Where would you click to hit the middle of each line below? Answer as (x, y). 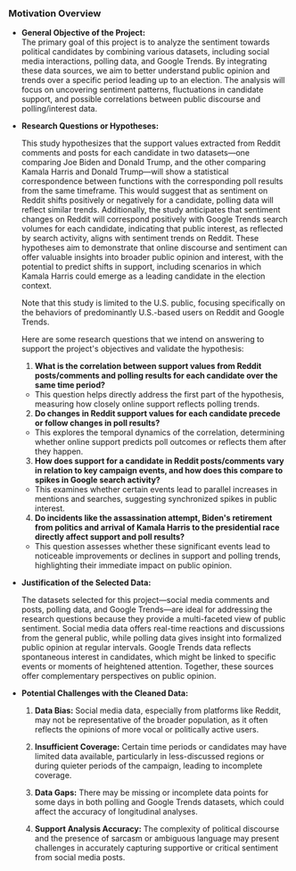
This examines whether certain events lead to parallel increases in (156, 490)
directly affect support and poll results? (109, 537)
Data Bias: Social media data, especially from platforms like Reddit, (158, 711)
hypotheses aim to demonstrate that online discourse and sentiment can (154, 247)
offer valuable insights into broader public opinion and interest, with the (152, 257)
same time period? (70, 385)
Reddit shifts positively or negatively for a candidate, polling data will (147, 200)
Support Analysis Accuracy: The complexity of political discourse (157, 829)
